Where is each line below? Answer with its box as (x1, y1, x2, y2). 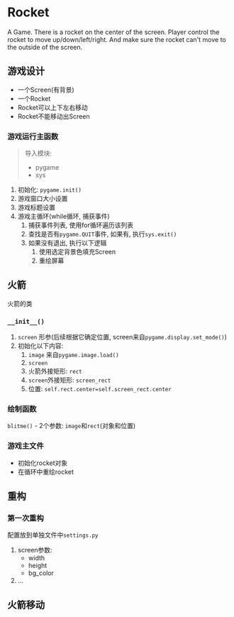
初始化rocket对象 (17, 459, 68, 467)
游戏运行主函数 (7, 131, 59, 141)
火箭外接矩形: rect (28, 367, 83, 376)
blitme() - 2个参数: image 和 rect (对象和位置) (7, 422, 136, 430)
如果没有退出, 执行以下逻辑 (28, 239, 107, 247)
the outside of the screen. (7, 43, 83, 51)
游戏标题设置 (17, 203, 55, 212)
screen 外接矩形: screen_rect (28, 376, 111, 384)
